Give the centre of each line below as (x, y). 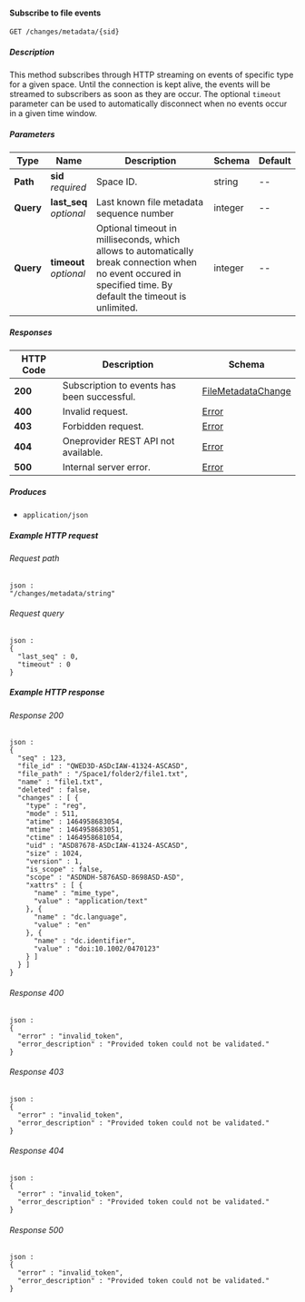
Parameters (32, 134)
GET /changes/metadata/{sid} (64, 32)
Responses (31, 332)
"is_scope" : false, (64, 870)
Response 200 (37, 715)
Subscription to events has (119, 386)
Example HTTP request (54, 535)
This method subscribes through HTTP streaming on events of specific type (152, 75)
